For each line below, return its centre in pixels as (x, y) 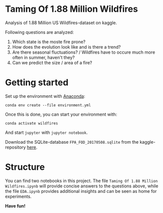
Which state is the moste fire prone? (49, 42)
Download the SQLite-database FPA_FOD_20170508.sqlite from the (72, 142)
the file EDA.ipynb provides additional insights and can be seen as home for (81, 191)
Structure (25, 167)
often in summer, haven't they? (43, 57)
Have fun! (15, 206)
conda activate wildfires (31, 123)
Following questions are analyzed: (40, 32)
